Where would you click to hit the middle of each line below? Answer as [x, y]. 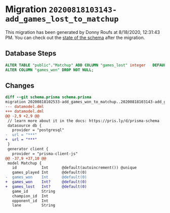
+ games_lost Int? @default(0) [46, 186]
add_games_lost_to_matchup [62, 19]
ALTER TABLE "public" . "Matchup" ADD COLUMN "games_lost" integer [75, 65]
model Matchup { [25, 163]
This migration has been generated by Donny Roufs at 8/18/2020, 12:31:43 [83, 32]
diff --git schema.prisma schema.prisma [49, 97]
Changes [20, 85]
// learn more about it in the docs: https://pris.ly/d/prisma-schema [83, 121]
